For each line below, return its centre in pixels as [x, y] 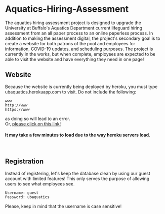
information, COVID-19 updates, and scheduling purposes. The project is [79, 49]
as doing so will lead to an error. [38, 119]
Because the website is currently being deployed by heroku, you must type [82, 87]
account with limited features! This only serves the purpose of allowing [77, 179]
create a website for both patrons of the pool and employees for [70, 43]
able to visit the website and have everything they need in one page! [75, 59]
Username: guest [22, 193]
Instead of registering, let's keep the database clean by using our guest [78, 173]
